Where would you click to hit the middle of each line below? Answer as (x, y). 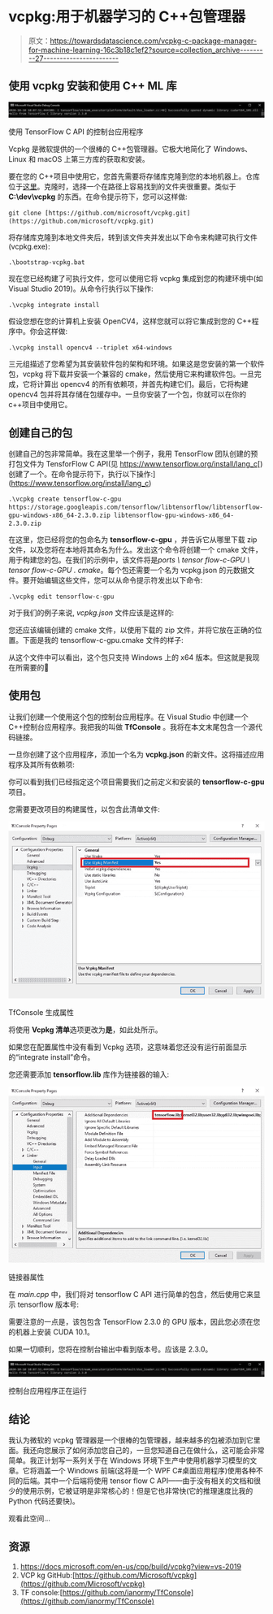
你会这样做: (49, 332)
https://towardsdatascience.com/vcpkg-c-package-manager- (154, 41)
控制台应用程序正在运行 (48, 1391)
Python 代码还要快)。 (44, 1501)
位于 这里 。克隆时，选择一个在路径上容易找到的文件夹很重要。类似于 (122, 187)
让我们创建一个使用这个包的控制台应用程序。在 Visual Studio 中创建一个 (128, 717)
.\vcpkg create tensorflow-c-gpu (65, 499)
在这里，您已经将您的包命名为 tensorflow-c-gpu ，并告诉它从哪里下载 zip (133, 540)
